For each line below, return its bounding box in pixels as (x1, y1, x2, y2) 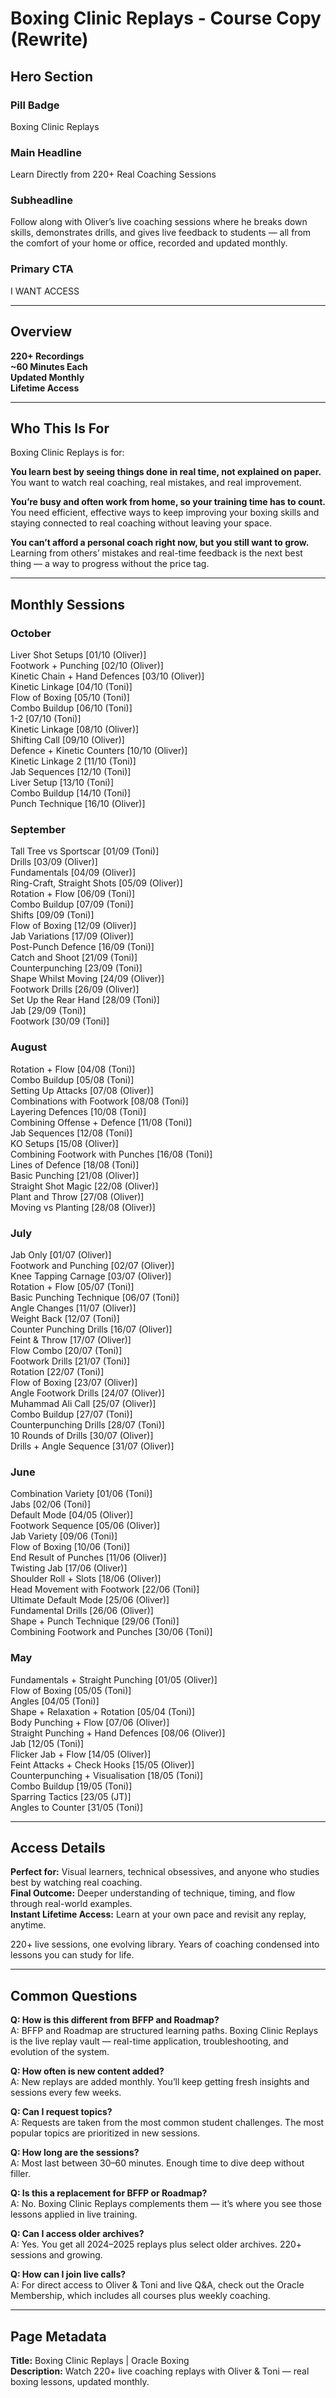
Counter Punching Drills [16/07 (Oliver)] (10, 1323, 173, 1335)
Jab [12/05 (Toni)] (10, 1737, 85, 1749)
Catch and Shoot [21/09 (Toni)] (10, 952, 138, 964)
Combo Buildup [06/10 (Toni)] (10, 702, 133, 714)
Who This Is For (10, 420, 110, 437)
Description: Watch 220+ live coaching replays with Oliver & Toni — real (10, 2365, 310, 2377)
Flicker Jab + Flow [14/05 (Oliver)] (10, 1748, 152, 1760)
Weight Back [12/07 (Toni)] (10, 1312, 120, 1324)
